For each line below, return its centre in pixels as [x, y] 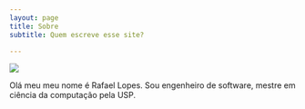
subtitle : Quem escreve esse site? [77, 35]
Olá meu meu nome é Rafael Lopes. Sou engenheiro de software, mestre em [152, 85]
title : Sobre [34, 26]
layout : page [34, 18]
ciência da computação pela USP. [73, 95]
